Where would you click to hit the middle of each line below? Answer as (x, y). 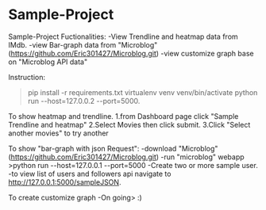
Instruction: (27, 77)
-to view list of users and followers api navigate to (90, 174)
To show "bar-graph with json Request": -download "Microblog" (113, 148)
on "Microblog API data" (48, 62)
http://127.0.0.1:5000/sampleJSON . (65, 182)
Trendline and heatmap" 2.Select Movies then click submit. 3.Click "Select (129, 124)
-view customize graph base (207, 53)
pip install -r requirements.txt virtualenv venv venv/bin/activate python (143, 92)
